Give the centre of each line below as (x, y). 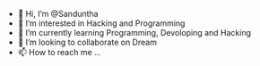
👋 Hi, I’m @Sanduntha (58, 14)
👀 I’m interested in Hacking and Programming (101, 23)
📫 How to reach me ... (59, 52)
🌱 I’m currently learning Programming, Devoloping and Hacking (134, 33)
